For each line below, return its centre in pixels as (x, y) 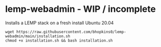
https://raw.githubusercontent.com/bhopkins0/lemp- (71, 32)
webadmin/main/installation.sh (38, 36)
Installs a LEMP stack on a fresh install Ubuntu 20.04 (59, 23)
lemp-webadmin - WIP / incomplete (80, 9)
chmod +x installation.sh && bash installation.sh (59, 41)
